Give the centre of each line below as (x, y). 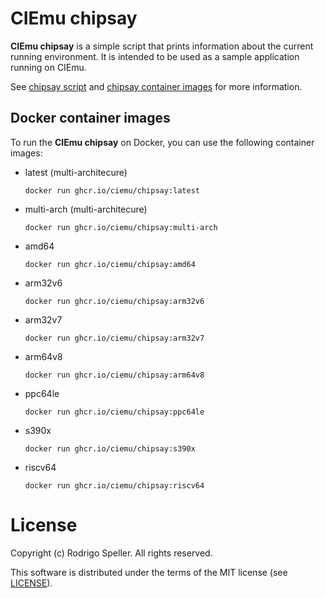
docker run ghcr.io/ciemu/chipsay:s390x (110, 448)
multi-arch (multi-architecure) (86, 209)
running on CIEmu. (48, 67)
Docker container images (90, 118)
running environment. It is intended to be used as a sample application (155, 56)
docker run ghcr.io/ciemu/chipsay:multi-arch (121, 227)
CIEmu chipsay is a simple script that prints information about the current (162, 46)
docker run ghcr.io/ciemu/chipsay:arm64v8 (114, 375)
